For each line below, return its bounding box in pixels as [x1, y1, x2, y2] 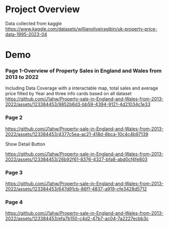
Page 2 [5, 114, 23, 121]
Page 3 [5, 169, 23, 176]
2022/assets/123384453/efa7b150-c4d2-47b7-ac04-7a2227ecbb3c [5, 215, 149, 222]
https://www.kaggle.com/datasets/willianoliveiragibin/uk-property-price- [5, 25, 157, 32]
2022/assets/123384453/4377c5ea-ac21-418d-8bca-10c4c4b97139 [5, 131, 149, 137]
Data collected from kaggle [5, 20, 62, 26]
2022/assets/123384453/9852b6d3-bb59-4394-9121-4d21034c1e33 [5, 101, 151, 107]
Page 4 [5, 199, 23, 206]
